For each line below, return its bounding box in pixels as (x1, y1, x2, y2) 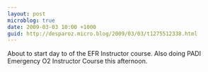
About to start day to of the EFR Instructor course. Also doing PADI (7, 49, 202, 58)
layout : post (7, 10, 46, 18)
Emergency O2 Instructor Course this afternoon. (7, 57, 148, 66)
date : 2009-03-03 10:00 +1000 (7, 23, 97, 30)
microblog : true (7, 17, 55, 24)
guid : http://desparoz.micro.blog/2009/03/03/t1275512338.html (7, 30, 198, 37)
